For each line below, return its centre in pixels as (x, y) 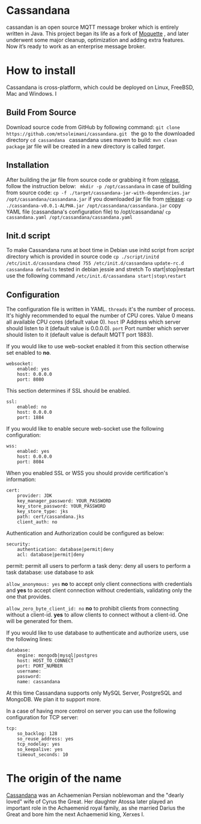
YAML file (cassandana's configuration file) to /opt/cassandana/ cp (88, 212)
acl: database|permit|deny (51, 555)
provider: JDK (34, 496)
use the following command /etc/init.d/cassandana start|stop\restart (96, 276)
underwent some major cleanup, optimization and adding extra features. (95, 40)
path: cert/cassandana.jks (51, 517)
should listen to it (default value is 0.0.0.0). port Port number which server (98, 328)
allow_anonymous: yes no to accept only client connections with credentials (99, 584)
